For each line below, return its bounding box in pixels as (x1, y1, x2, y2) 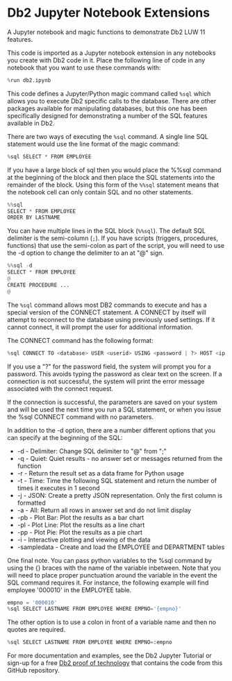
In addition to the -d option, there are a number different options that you (7, 426, 215, 435)
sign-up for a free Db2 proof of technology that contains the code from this (7, 659, 223, 667)
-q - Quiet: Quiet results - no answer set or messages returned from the (17, 454, 223, 462)
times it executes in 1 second (17, 484, 100, 492)
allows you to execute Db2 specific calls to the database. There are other (7, 96, 217, 105)
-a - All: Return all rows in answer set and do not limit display (17, 505, 192, 514)
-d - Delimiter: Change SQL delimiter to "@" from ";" (17, 446, 167, 455)
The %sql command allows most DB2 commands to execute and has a (7, 301, 207, 309)
